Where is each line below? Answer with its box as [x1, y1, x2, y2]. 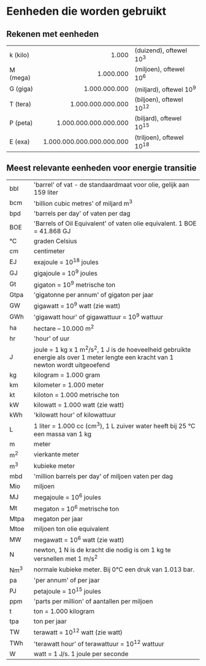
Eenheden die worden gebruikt [6, 4, 167, 18]
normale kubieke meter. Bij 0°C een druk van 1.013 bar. [33, 565, 195, 574]
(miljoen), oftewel [134, 65, 185, 74]
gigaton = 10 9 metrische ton [33, 279, 116, 289]
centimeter [33, 247, 66, 255]
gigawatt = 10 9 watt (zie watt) [33, 301, 121, 311]
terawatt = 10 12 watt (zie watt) [33, 627, 123, 637]
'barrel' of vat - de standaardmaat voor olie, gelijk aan [33, 180, 189, 188]
